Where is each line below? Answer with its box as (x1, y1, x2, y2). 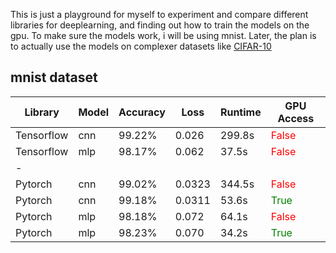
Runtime (219, 105, 262, 119)
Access (277, 111, 315, 125)
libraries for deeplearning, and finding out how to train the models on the (10, 19, 310, 31)
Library (24, 105, 60, 119)
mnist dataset (10, 69, 98, 86)
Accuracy (118, 105, 166, 119)
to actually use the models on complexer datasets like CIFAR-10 (10, 40, 272, 52)
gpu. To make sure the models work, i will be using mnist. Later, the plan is (10, 30, 317, 41)
